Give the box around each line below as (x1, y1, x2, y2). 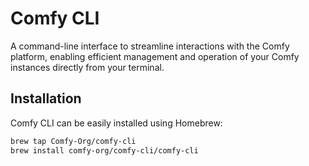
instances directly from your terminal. (10, 61, 165, 73)
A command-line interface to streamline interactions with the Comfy (10, 40, 290, 52)
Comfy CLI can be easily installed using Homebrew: (10, 117, 223, 129)
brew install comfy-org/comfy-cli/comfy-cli (10, 145, 199, 156)
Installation (10, 90, 82, 107)
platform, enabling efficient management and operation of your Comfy (10, 50, 300, 62)
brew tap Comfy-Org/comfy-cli (10, 136, 137, 146)
